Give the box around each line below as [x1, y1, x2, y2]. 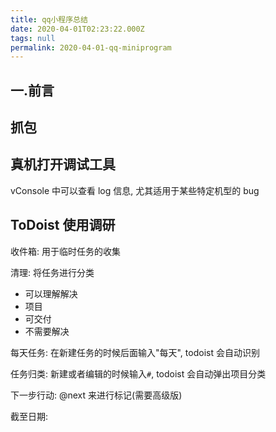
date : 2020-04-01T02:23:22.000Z [10, 24, 145, 34]
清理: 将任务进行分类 [10, 266, 95, 278]
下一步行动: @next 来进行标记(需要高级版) [10, 389, 183, 401]
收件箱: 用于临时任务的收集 [10, 245, 121, 257]
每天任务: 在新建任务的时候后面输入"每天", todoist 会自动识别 [10, 346, 260, 358]
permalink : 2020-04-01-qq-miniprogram [10, 42, 172, 53]
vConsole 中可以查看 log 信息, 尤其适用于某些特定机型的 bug [10, 184, 260, 196]
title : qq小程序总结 [10, 14, 88, 25]
